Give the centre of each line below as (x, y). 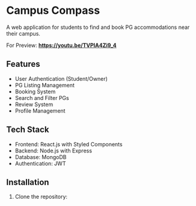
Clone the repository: (41, 197)
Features (23, 64)
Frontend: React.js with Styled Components (69, 144)
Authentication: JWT (40, 163)
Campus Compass (53, 11)
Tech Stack (28, 130)
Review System (34, 104)
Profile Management (40, 111)
